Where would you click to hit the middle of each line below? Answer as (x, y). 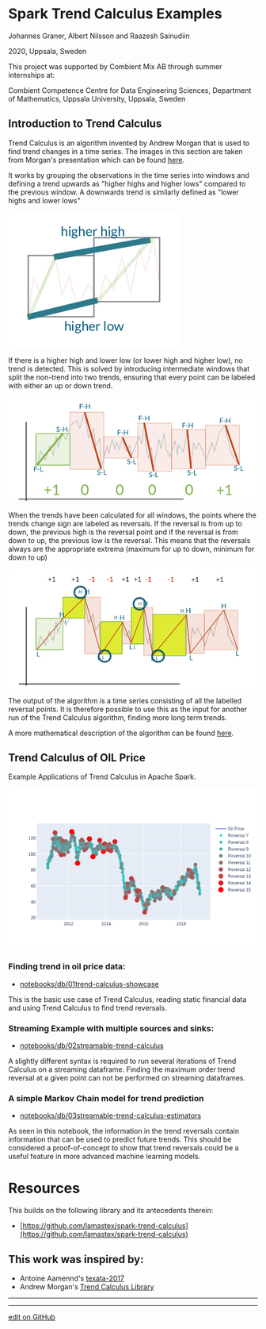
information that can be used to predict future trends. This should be (120, 1139)
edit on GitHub (32, 1317)
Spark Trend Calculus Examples (115, 14)
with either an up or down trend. (61, 385)
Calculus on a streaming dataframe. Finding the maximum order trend (122, 1069)
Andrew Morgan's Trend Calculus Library (87, 1286)
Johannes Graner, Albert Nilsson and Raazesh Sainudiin (99, 36)
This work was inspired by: (76, 1259)
